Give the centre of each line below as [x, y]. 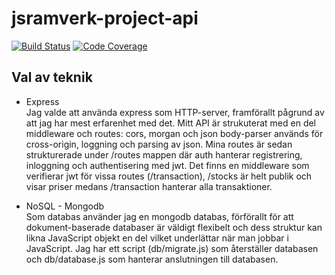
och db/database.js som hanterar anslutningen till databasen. [152, 259]
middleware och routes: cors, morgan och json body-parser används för [174, 133]
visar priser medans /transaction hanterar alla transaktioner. [149, 186]
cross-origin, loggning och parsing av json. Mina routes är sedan [159, 144]
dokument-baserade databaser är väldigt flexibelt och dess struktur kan [174, 227]
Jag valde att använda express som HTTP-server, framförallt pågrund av [175, 112]
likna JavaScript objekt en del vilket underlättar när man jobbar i [157, 238]
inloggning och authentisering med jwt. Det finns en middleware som [167, 165]
